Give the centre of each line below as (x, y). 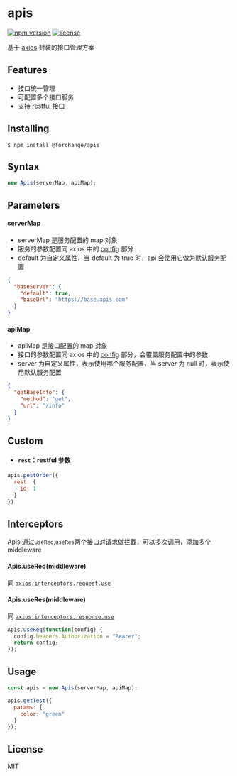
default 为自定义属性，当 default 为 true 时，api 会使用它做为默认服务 (119, 258)
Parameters (34, 205)
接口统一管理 (36, 88)
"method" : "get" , (46, 399)
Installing (28, 129)
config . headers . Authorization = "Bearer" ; (77, 636)
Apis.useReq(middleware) (47, 566)
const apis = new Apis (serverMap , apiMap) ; (73, 688)
